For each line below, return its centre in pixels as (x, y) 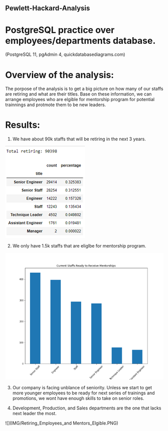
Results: (23, 125)
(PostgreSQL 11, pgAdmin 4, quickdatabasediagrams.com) (65, 54)
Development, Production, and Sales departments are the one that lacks (87, 408)
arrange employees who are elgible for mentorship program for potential (80, 100)
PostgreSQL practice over (60, 30)
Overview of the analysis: (60, 75)
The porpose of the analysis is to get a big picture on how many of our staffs (84, 89)
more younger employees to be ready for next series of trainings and (83, 393)
